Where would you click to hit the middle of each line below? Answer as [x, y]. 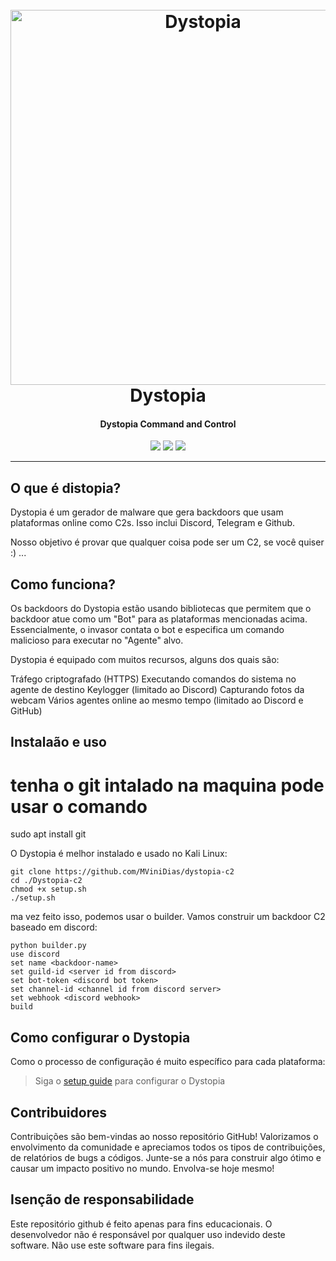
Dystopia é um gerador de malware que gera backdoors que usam [147, 512]
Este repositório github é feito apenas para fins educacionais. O [141, 1224]
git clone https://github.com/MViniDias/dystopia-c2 [122, 872]
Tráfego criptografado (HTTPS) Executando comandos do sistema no [153, 679]
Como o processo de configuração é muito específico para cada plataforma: [168, 1062]
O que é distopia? [66, 488]
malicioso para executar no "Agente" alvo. [97, 640]
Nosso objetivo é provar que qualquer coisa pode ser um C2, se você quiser [167, 542]
